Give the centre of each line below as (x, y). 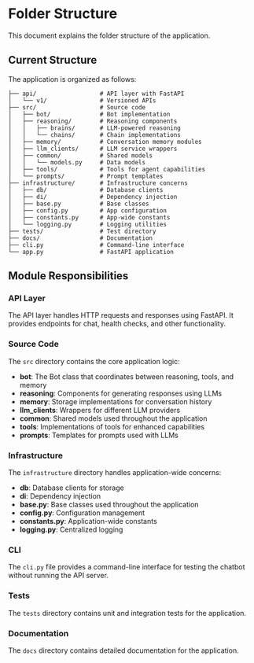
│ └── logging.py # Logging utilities (88, 224)
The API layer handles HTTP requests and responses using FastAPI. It (121, 315)
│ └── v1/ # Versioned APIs (82, 100)
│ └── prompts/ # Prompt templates (86, 176)
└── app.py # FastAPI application (91, 252)
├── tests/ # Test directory (82, 231)
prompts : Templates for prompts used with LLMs (99, 435)
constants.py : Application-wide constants (88, 521)
